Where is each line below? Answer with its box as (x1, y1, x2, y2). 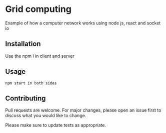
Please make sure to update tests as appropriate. (5, 122, 106, 128)
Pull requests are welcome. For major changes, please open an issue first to (5, 107, 161, 113)
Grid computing (5, 3, 71, 15)
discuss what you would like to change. (5, 113, 86, 119)
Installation (5, 40, 41, 48)
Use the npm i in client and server (5, 53, 75, 59)
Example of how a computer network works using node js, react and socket (5, 20, 161, 26)
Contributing (5, 94, 46, 103)
